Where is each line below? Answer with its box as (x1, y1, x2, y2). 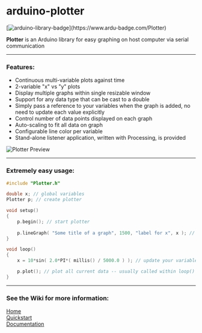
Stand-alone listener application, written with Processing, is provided (14, 134, 186, 142)
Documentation (6, 320, 44, 328)
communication (6, 42, 45, 49)
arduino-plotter (6, 4, 85, 18)
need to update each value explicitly (14, 108, 105, 116)
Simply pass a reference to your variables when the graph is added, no (14, 102, 191, 110)
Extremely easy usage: (6, 167, 75, 175)
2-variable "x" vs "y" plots (14, 83, 81, 90)
